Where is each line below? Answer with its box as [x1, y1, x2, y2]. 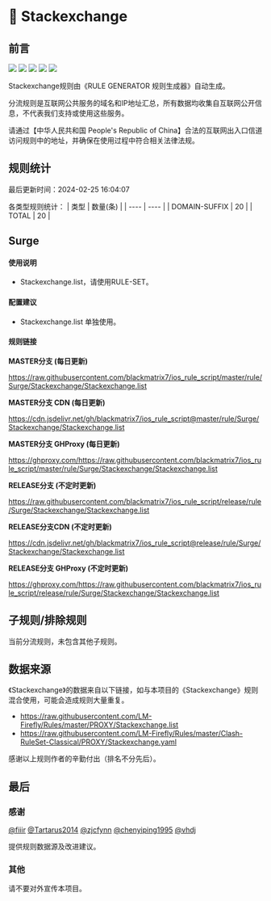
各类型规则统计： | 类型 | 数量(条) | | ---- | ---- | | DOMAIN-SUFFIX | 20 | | [8, 201, 252, 211]
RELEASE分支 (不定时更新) [8, 480, 97, 490]
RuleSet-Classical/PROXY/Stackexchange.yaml [19, 737, 177, 747]
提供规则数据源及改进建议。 [8, 842, 101, 852]
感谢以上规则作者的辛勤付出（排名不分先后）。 [8, 754, 161, 764]
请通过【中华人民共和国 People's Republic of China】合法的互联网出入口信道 [8, 125, 263, 135]
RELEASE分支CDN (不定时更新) [8, 521, 113, 532]
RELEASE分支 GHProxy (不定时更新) [8, 563, 129, 573]
